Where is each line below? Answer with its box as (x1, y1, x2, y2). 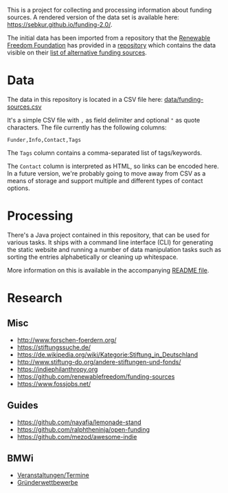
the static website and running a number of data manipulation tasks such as (7, 245, 222, 253)
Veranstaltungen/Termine (16, 471, 89, 479)
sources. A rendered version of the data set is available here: (7, 13, 180, 21)
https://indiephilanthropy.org (16, 365, 98, 373)
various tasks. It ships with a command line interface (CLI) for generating (7, 238, 214, 246)
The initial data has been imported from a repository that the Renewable (7, 34, 211, 42)
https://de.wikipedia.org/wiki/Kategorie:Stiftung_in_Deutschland (16, 350, 198, 359)
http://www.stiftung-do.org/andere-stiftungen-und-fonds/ (16, 357, 181, 366)
